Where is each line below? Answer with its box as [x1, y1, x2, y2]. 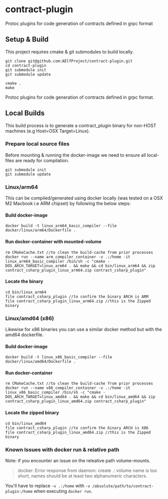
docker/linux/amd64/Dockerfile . [5, 359, 76, 364]
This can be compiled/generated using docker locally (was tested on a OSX [5, 195, 163, 201]
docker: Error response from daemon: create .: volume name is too [17, 467, 157, 474]
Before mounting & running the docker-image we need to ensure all [5, 152, 146, 158]
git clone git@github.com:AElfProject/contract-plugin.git [5, 58, 133, 64]
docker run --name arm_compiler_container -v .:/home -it [5, 254, 130, 259]
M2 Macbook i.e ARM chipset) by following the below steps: [5, 200, 131, 207]
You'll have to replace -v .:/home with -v [5, 482, 90, 489]
